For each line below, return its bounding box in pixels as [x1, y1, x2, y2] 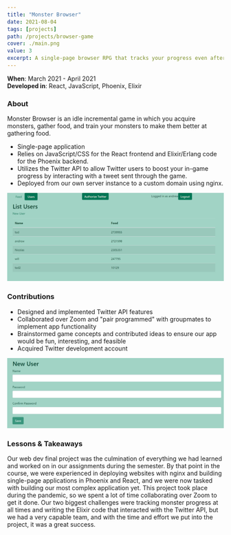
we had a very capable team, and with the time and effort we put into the [7, 513, 213, 521]
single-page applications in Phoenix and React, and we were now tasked [7, 476, 213, 485]
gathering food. [7, 129, 52, 138]
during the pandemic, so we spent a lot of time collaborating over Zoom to [7, 491, 218, 499]
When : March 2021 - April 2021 [7, 74, 96, 83]
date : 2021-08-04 [7, 18, 57, 25]
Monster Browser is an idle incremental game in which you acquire [7, 114, 196, 123]
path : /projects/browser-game [7, 33, 94, 40]
